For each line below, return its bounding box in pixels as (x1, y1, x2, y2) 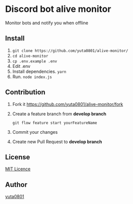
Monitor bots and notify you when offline (5, 20, 88, 26)
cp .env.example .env (12, 58, 57, 64)
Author (5, 180, 27, 189)
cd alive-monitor (12, 53, 49, 58)
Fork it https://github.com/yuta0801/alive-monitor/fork (12, 101, 123, 107)
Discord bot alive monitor (5, 3, 112, 15)
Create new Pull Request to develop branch (12, 139, 102, 145)
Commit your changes (12, 129, 58, 135)
